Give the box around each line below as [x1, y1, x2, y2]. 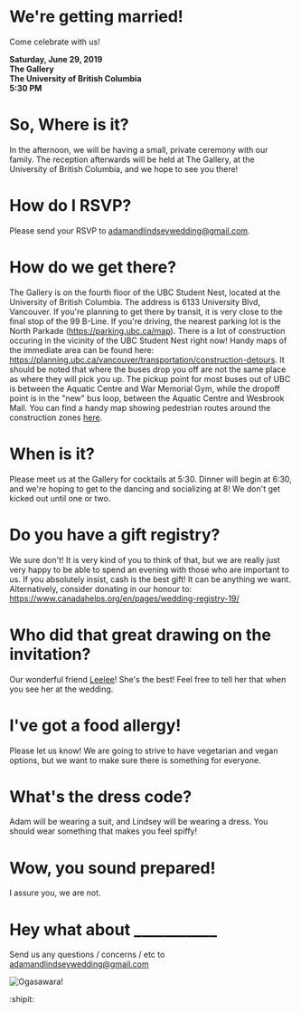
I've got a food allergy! [9, 715, 182, 735]
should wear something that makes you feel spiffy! [9, 826, 197, 836]
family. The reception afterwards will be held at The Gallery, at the [9, 154, 255, 165]
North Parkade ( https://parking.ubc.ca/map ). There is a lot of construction [9, 325, 286, 336]
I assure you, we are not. [9, 887, 101, 898]
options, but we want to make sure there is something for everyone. [9, 754, 262, 766]
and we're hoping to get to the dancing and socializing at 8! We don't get [9, 483, 281, 494]
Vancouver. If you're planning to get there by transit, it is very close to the [9, 306, 283, 317]
